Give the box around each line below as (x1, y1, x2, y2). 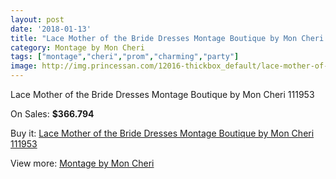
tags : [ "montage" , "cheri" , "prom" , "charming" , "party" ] (10, 52, 240, 62)
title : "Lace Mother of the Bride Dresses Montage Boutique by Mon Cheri (10, 33, 325, 43)
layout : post (10, 14, 65, 25)
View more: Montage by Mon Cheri (10, 157, 155, 169)
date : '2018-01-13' (10, 24, 92, 34)
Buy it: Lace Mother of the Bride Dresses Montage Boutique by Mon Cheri (10, 127, 315, 139)
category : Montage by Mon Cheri (10, 42, 145, 53)
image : (10, 61, 38, 71)
